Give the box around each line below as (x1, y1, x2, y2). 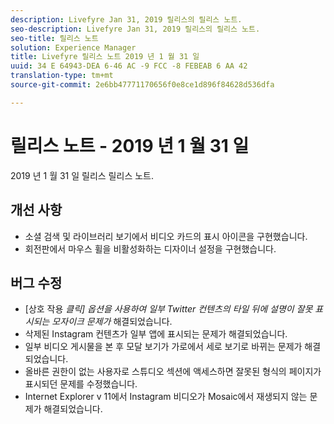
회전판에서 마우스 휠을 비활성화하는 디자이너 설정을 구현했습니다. (24, 242, 277, 255)
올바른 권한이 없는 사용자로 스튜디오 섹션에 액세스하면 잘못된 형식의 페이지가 (24, 366, 322, 378)
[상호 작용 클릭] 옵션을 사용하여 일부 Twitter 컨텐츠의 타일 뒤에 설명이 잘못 (24, 303, 313, 315)
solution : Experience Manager (10, 42, 137, 53)
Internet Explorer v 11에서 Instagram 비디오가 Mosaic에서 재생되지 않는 (24, 391, 308, 403)
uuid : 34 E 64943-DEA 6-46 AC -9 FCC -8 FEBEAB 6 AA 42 (10, 61, 248, 71)
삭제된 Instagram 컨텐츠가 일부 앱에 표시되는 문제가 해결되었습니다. (24, 328, 288, 340)
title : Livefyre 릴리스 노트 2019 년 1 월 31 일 (10, 52, 200, 62)
